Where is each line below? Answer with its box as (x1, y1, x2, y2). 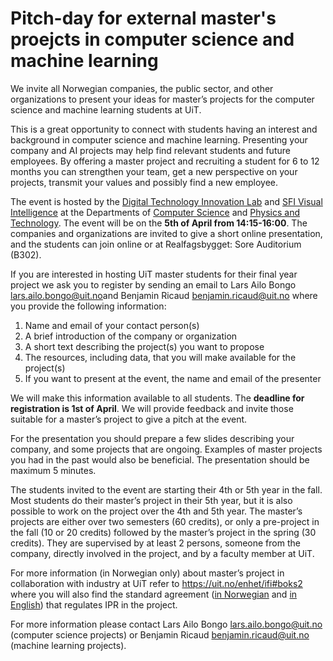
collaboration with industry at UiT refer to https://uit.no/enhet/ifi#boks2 (10, 577, 303, 589)
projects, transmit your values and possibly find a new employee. (10, 176, 279, 188)
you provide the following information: (10, 300, 167, 312)
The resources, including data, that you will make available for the (24, 351, 297, 363)
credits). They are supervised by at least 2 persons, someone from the (10, 537, 301, 549)
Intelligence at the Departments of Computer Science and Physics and (10, 206, 300, 218)
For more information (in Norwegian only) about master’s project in (10, 567, 285, 579)
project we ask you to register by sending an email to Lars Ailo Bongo (10, 278, 297, 291)
